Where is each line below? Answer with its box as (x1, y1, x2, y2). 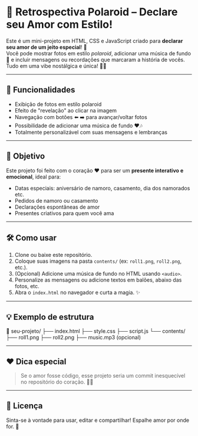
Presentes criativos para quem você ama (14, 209, 114, 217)
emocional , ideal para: (6, 173, 61, 180)
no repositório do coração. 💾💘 (20, 378, 94, 385)
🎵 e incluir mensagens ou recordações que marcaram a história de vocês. (6, 56, 185, 63)
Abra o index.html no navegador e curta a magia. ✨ (14, 289, 140, 296)
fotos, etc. (14, 283, 39, 290)
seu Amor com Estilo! (6, 18, 113, 31)
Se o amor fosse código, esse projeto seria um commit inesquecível (20, 372, 186, 379)
